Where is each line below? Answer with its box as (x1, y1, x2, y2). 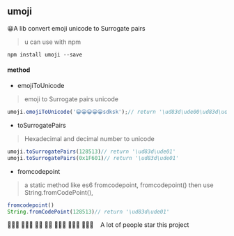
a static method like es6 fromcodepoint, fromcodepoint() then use (24, 181, 214, 189)
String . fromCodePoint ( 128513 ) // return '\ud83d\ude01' (7, 208, 170, 215)
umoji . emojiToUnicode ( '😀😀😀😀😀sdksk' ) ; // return (7, 108, 157, 116)
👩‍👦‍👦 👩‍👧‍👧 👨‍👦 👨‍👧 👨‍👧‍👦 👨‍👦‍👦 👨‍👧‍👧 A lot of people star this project (7, 221, 189, 229)
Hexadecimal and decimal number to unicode (24, 134, 155, 142)
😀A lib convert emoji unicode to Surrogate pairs (7, 24, 146, 32)
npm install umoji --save (7, 51, 82, 58)
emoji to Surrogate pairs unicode (24, 95, 118, 103)
